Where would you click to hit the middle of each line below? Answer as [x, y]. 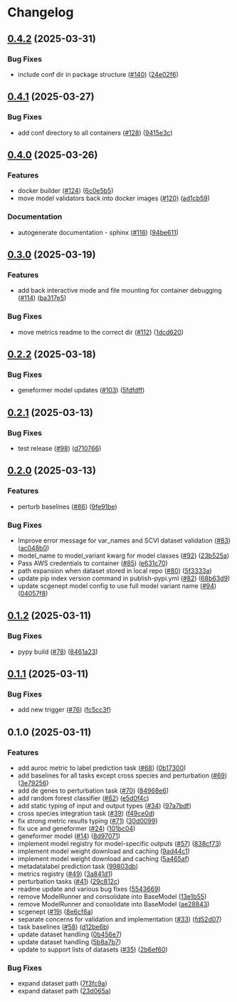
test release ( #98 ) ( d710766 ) [59, 448]
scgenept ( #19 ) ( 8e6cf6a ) [56, 912]
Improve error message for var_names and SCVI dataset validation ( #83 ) [124, 540]
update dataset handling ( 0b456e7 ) [70, 934]
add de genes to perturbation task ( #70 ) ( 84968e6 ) [93, 790]
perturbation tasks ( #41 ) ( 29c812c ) [69, 881]
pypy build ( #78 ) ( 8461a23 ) [58, 652]
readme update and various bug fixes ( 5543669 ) [89, 889]
